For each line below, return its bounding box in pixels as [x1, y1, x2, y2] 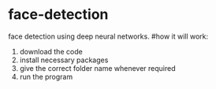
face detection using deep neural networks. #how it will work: [8, 32, 209, 41]
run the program [19, 72, 73, 81]
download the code [19, 46, 83, 56]
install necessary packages [19, 55, 109, 65]
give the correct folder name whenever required [19, 63, 176, 72]
